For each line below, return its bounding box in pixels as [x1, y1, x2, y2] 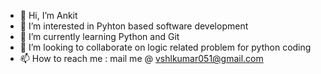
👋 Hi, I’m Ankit [19, 10, 78, 21]
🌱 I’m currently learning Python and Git [19, 31, 180, 42]
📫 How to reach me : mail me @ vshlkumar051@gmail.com [19, 53, 264, 64]
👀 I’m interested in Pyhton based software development [19, 20, 249, 32]
